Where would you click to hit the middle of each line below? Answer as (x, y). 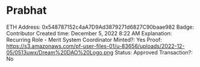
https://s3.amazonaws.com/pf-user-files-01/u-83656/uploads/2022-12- (95, 46)
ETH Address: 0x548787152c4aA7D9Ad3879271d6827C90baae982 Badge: (100, 27)
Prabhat (27, 10)
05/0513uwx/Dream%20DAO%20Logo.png (60, 52)
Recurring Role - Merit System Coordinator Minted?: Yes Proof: (84, 39)
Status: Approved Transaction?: (154, 52)
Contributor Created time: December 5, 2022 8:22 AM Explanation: (89, 33)
